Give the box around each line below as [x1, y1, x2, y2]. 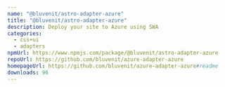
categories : [7, 29, 42, 37]
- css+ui [13, 36, 39, 43]
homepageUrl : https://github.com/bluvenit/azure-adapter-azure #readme [7, 62, 219, 69]
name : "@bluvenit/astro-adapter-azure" [7, 10, 124, 18]
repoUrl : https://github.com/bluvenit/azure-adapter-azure [7, 56, 184, 63]
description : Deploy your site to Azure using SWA [7, 23, 159, 30]
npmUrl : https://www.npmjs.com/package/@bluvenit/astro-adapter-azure [7, 50, 219, 57]
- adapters [13, 43, 46, 50]
